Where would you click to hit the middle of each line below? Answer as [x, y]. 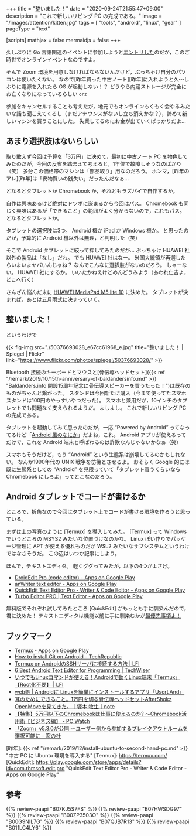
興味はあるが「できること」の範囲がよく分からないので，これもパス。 [101, 210]
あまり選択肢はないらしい [52, 141]
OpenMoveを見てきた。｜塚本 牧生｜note [65, 707]
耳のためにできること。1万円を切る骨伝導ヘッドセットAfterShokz [93, 699]
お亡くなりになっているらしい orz [47, 94]
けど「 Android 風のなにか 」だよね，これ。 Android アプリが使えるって [101, 435]
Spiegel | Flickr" [25, 354]
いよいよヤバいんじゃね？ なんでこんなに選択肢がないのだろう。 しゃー [97, 265]
